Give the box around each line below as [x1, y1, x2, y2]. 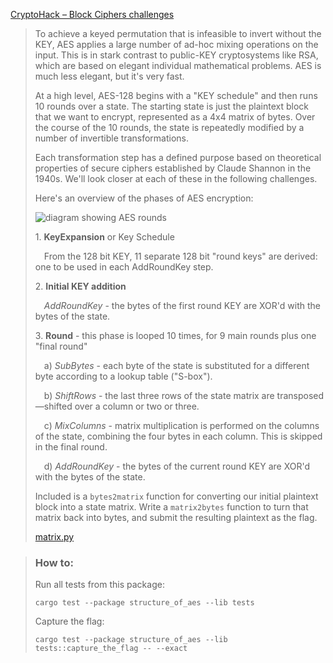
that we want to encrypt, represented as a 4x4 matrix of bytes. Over [34, 111, 316, 123]
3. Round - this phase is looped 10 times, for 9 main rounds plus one [34, 330, 317, 341]
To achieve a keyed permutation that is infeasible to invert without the [34, 28, 322, 39]
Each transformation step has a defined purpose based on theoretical [34, 152, 322, 163]
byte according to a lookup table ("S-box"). [34, 370, 213, 382]
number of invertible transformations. [34, 132, 190, 144]
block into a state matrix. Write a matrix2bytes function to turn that [34, 501, 309, 513]
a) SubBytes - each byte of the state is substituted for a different [43, 360, 310, 371]
